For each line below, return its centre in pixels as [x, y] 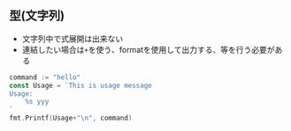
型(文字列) [37, 16]
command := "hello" [45, 77]
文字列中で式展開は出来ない [73, 39]
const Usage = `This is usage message [80, 85]
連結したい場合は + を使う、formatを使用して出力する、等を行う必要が [148, 49]
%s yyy [37, 102]
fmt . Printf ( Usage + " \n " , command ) [71, 118]
